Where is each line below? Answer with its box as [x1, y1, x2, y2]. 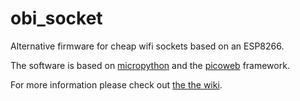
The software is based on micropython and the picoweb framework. [10, 59, 290, 71]
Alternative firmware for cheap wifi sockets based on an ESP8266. [10, 40, 285, 52]
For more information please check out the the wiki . [10, 78, 223, 91]
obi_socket [10, 7, 103, 30]
